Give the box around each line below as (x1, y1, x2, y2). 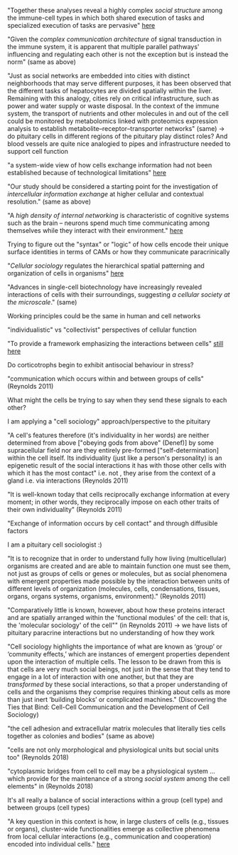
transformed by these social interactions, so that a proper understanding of (7, 680, 228, 688)
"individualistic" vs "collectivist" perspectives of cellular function (7, 325, 197, 334)
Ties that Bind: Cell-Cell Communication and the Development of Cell (7, 703, 210, 711)
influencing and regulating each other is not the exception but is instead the (7, 50, 229, 58)
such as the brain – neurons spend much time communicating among (7, 219, 210, 227)
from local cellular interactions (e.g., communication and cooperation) (7, 832, 212, 841)
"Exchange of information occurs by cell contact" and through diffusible (7, 519, 218, 528)
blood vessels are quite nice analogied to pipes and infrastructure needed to (7, 140, 231, 148)
